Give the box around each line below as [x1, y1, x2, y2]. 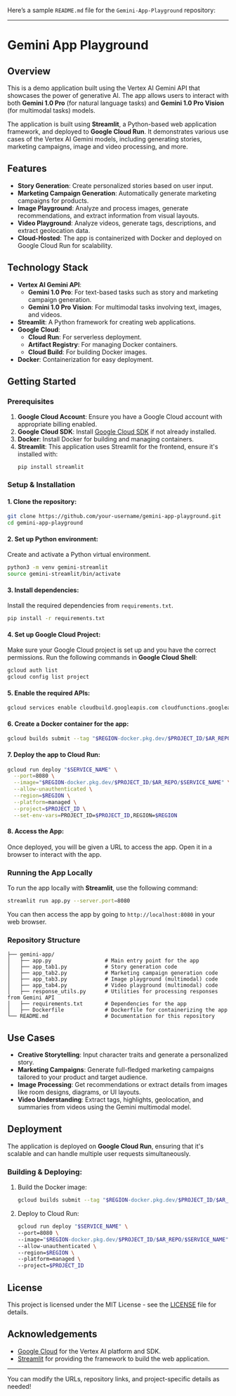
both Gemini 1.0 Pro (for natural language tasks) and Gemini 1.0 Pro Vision [7, 99, 225, 107]
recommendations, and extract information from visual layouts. [17, 211, 199, 220]
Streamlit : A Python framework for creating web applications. [17, 317, 196, 326]
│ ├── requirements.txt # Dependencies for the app [7, 1000, 188, 1007]
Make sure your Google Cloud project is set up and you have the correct [7, 646, 216, 654]
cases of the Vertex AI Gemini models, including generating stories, [7, 135, 202, 143]
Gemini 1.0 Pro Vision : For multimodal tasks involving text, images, [27, 303, 222, 311]
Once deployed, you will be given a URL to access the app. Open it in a [7, 843, 213, 851]
